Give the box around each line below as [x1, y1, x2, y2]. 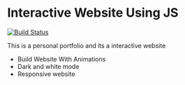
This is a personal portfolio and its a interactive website [7, 41, 166, 49]
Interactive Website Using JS [7, 5, 179, 21]
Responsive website [17, 70, 75, 78]
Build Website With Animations [17, 54, 106, 63]
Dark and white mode [17, 62, 80, 70]
